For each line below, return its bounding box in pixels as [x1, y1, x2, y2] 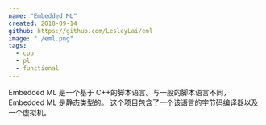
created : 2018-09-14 [8, 19, 78, 27]
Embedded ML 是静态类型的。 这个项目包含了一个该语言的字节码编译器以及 [8, 98, 259, 107]
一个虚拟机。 [8, 107, 51, 117]
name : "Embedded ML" [8, 11, 78, 20]
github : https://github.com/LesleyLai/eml [8, 27, 153, 35]
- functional [15, 65, 60, 73]
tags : [8, 42, 27, 50]
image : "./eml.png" [8, 34, 74, 43]
